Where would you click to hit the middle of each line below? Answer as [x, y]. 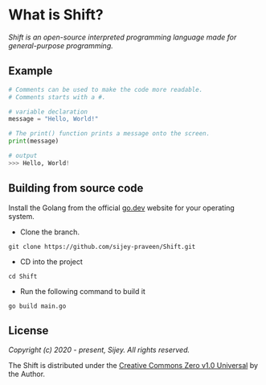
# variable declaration [48, 112]
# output [23, 155]
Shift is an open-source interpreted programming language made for [123, 37]
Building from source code [76, 188]
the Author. [27, 374]
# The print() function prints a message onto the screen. [109, 134]
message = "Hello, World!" [53, 119]
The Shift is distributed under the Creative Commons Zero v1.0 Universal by [133, 366]
